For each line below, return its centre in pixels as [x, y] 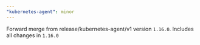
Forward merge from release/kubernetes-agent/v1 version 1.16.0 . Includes [100, 29]
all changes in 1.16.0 [33, 35]
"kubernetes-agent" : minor [40, 12]
